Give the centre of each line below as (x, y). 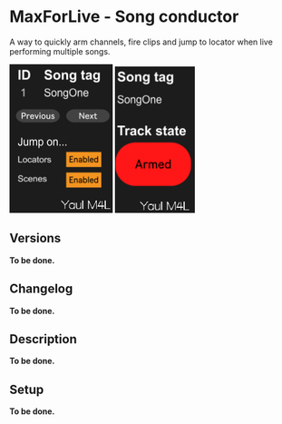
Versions (35, 238)
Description (43, 339)
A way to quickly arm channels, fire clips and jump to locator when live (141, 42)
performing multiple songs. (60, 51)
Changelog (41, 289)
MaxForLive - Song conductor (124, 17)
